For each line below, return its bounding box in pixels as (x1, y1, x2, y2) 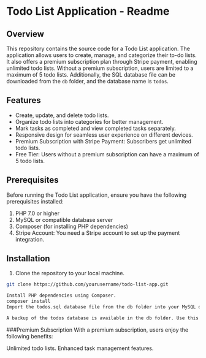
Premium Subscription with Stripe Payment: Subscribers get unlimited (15, 137, 192, 145)
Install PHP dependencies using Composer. (6, 292, 116, 299)
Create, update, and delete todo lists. (15, 112, 109, 119)
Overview (6, 29, 45, 39)
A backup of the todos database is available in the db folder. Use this (6, 314, 199, 321)
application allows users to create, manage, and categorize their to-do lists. (6, 51, 197, 59)
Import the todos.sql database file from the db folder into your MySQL (6, 304, 196, 310)
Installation (6, 253, 50, 264)
